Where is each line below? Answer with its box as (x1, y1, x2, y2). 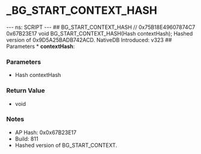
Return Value (6, 87, 45, 95)
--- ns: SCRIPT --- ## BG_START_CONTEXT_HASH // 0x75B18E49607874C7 (6, 23, 196, 31)
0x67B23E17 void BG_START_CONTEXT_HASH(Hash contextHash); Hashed (6, 29, 193, 37)
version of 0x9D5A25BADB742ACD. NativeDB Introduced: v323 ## (6, 36, 172, 43)
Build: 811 (14, 135, 39, 142)
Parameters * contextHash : (6, 43, 75, 50)
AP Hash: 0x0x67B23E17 (14, 129, 77, 136)
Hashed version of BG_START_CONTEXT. (14, 141, 117, 149)
